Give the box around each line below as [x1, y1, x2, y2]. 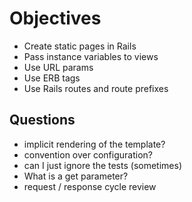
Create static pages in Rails [23, 40, 137, 52]
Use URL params [23, 61, 94, 73]
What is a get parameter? [23, 170, 129, 182]
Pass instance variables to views [23, 50, 159, 62]
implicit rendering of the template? [23, 138, 166, 150]
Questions [9, 112, 76, 129]
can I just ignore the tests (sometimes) [23, 159, 182, 171]
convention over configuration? [23, 148, 153, 161]
